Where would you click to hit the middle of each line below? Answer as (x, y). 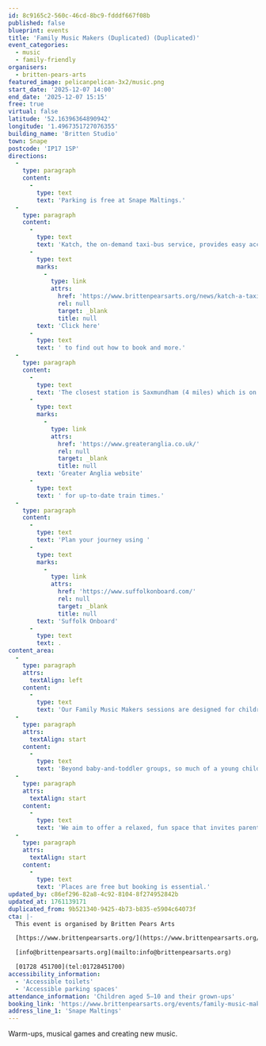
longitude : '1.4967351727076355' (63, 126)
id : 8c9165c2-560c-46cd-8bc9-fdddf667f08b (79, 15)
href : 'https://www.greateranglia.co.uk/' (129, 444)
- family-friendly (46, 60)
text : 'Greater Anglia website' (90, 473)
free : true (26, 104)
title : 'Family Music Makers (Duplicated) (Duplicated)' (104, 38)
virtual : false (33, 112)
